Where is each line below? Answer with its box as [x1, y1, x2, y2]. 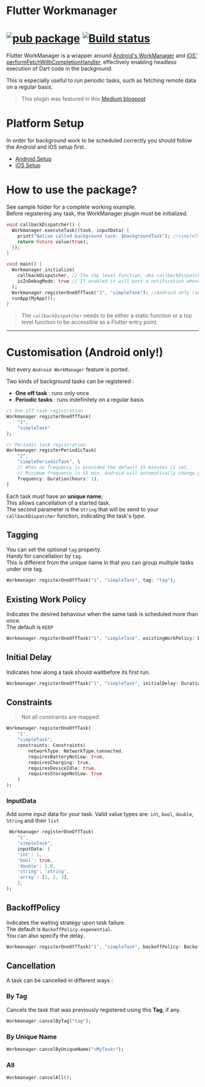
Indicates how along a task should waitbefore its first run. [6, 668, 151, 676]
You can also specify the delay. [6, 932, 85, 939]
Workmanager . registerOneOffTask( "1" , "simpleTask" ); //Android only [12, 289, 190, 295]
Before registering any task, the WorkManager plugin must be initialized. [6, 210, 188, 217]
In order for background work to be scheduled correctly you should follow [6, 137, 192, 144]
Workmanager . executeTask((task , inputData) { [12, 227, 130, 233]
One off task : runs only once [15, 390, 90, 397]
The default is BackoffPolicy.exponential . [6, 925, 113, 933]
